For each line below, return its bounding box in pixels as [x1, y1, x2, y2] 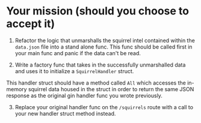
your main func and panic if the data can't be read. [14, 49, 141, 56]
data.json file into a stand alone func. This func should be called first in [14, 43, 193, 50]
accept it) [6, 17, 55, 31]
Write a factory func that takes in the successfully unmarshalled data [14, 61, 186, 68]
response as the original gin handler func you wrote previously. [6, 92, 162, 99]
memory [6, 85, 27, 92]
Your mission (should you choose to [6, 4, 190, 18]
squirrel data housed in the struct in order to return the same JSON [28, 85, 194, 92]
